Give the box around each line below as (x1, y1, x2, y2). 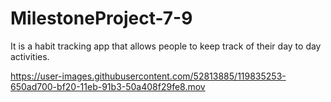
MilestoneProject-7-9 (10, 7, 193, 30)
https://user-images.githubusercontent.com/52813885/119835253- (10, 70, 287, 82)
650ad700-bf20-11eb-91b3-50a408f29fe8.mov (10, 80, 206, 92)
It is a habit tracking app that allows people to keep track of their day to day (10, 40, 322, 52)
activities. (10, 50, 50, 62)
